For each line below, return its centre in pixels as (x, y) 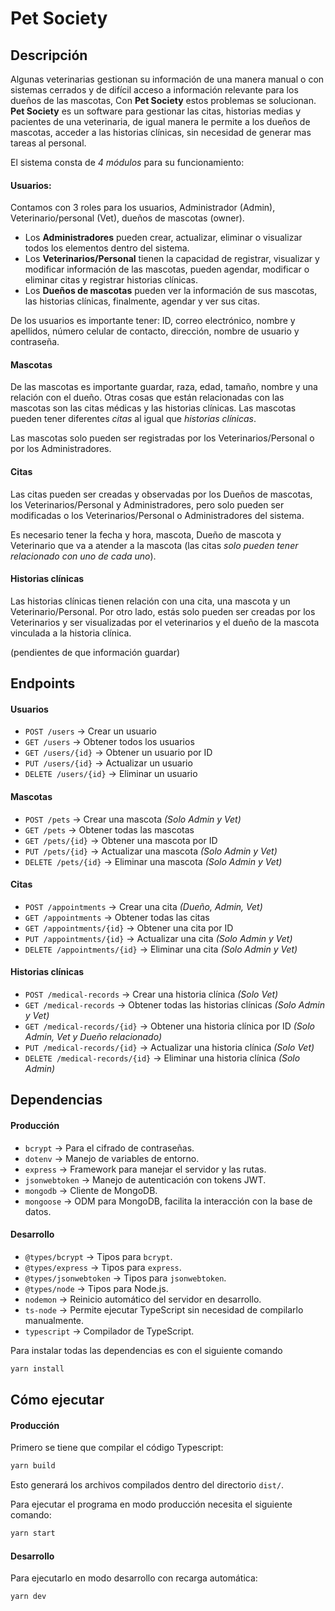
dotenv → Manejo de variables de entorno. (112, 1158)
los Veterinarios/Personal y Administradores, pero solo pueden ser (147, 504)
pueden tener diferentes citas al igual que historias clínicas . (133, 419)
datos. (38, 1211)
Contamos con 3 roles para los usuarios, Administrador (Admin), (143, 208)
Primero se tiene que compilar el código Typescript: (117, 1448)
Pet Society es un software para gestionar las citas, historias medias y (156, 111)
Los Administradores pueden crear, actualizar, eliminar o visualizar (163, 238)
